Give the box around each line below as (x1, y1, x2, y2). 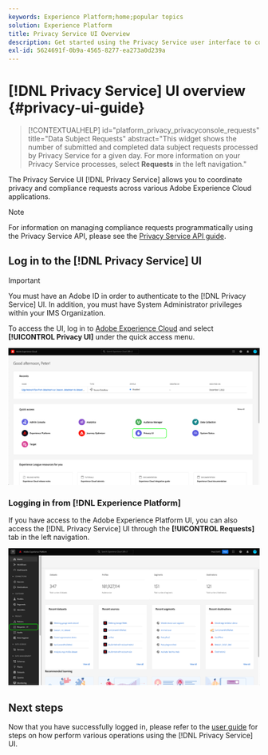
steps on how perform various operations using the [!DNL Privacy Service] (8, 731, 254, 741)
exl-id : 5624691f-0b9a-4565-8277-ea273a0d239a (8, 46, 166, 55)
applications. (8, 192, 50, 201)
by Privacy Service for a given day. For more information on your (27, 151, 241, 161)
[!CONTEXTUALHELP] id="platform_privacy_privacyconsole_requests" (27, 125, 260, 135)
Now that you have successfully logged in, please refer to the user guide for (8, 722, 258, 732)
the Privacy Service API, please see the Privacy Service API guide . (8, 232, 227, 241)
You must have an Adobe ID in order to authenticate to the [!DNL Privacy (8, 291, 246, 300)
